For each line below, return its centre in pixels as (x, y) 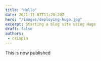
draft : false (19, 29)
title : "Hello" (21, 10)
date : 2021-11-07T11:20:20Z (35, 15)
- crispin (18, 39)
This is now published (28, 53)
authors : (14, 34)
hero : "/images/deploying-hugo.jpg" (44, 19)
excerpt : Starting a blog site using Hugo (50, 24)
